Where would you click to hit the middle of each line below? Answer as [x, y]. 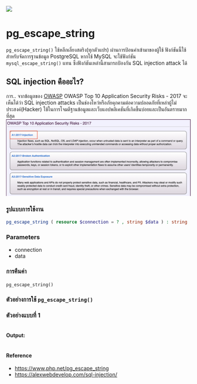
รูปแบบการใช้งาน [25, 209]
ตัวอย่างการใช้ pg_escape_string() [50, 299]
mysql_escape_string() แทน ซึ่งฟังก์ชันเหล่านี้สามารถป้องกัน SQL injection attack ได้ [97, 63]
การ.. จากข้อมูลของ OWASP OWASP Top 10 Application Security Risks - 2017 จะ [97, 96]
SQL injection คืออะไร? [45, 82]
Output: [16, 335]
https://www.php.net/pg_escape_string [62, 368]
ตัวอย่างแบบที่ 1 [23, 315]
